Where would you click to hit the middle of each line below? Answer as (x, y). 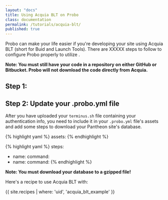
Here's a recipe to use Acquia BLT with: (47, 182)
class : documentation (28, 19)
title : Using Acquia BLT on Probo (42, 15)
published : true (22, 29)
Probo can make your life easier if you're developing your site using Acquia (84, 44)
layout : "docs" (21, 10)
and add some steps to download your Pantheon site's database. (74, 127)
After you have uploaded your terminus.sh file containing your (71, 116)
